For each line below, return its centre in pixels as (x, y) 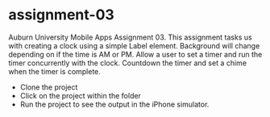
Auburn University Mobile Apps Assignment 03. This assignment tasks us (130, 37)
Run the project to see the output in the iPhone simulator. (114, 104)
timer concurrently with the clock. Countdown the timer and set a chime (128, 63)
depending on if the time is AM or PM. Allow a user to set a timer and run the (135, 54)
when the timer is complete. (54, 71)
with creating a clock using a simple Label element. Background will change (134, 45)
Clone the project (49, 87)
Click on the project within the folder (80, 95)
